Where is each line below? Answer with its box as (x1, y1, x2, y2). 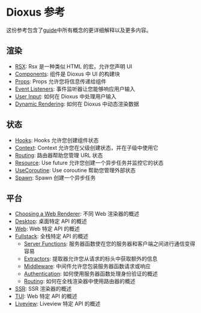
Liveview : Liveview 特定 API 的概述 (14, 300, 101, 308)
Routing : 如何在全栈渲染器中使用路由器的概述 (23, 278, 136, 285)
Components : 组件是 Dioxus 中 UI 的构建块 (14, 70, 120, 77)
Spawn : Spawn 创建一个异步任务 (14, 174, 96, 181)
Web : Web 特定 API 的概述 (14, 225, 80, 233)
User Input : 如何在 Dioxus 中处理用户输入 (14, 92, 117, 100)
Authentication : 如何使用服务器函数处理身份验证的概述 (23, 270, 158, 278)
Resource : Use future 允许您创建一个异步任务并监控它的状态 (14, 159, 164, 166)
